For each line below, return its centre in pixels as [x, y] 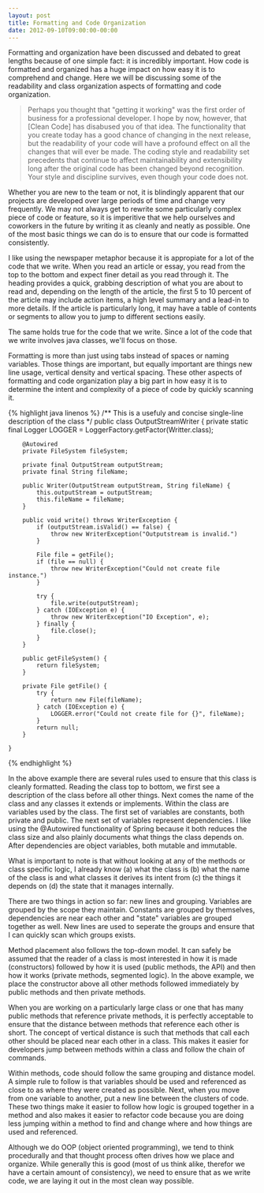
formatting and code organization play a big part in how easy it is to [118, 381]
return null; [58, 728]
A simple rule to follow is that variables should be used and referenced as [127, 1082]
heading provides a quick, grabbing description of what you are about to [126, 283]
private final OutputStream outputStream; [93, 465]
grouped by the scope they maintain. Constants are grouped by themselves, [132, 910]
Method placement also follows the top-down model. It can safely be [120, 950]
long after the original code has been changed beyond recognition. [136, 169]
